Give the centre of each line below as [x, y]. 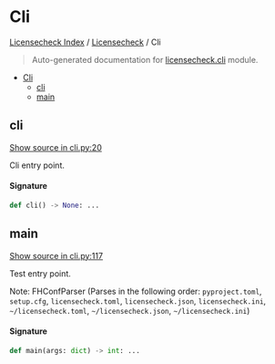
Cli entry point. [37, 165]
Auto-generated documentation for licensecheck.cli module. [145, 59]
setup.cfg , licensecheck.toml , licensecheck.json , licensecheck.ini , [138, 301]
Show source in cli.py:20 [56, 147]
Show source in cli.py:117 [56, 255]
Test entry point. [40, 273]
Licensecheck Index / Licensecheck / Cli [85, 42]
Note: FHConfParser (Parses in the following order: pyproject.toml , [136, 291]
